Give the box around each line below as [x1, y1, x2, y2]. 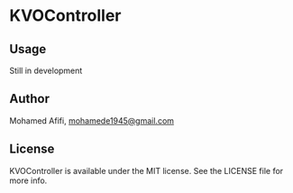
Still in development [9, 65, 83, 76]
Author [9, 91, 50, 106]
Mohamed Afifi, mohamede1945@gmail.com [9, 115, 174, 126]
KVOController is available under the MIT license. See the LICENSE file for [9, 165, 284, 176]
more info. [9, 175, 48, 186]
